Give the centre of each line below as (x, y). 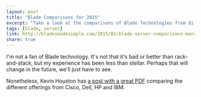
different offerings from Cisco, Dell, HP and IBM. (66, 87)
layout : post (22, 12)
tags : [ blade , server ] (34, 28)
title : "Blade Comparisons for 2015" (53, 17)
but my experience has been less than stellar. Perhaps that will (111, 63)
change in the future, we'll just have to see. (59, 69)
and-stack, (19, 63)
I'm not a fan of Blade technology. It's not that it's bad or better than (90, 57)
